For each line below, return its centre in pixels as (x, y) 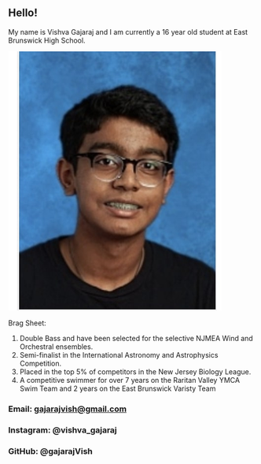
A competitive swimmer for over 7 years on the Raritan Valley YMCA (130, 380)
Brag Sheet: (28, 323)
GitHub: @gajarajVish (50, 451)
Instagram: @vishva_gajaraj (63, 430)
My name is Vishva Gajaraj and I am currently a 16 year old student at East (128, 32)
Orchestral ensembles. (56, 347)
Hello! (23, 13)
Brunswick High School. (47, 40)
